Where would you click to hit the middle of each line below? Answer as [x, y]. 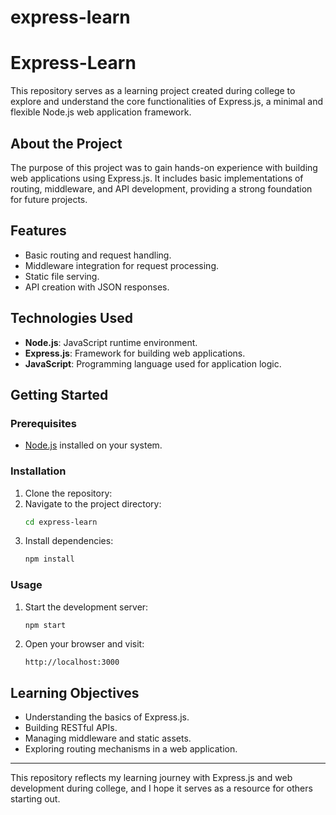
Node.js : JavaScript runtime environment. [111, 342]
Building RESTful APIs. [71, 728]
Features [38, 231]
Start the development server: [86, 607]
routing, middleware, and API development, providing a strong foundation [161, 188]
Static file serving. [62, 276]
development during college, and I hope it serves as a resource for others [161, 788]
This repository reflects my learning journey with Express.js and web [151, 778]
